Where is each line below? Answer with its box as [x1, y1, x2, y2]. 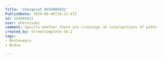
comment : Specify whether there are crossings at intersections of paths [5, 25, 158, 30]
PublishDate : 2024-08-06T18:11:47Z [5, 12, 77, 16]
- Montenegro [5, 38, 32, 43]
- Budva [5, 43, 21, 47]
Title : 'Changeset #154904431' [5, 7, 68, 12]
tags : [5, 34, 16, 39]
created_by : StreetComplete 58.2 [5, 29, 73, 34]
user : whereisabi [5, 20, 40, 25]
